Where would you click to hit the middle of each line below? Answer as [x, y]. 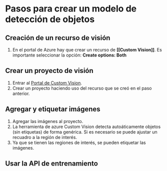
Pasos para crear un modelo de [71, 9]
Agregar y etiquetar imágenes [53, 109]
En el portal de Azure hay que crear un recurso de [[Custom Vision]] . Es [87, 50]
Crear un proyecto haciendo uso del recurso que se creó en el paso [82, 88]
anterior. [21, 93]
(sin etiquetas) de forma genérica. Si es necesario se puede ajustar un [85, 132]
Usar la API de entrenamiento [52, 164]
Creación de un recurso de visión [58, 38]
